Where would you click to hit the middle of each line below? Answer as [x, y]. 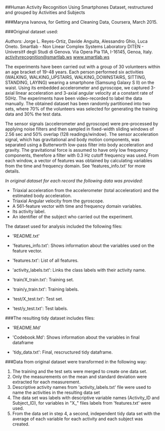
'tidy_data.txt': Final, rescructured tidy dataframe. [62, 352]
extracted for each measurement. [46, 382]
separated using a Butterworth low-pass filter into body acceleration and [79, 145]
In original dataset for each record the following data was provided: [74, 181]
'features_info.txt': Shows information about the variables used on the [83, 246]
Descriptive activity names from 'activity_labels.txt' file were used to [82, 387]
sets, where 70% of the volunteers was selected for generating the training [82, 109]
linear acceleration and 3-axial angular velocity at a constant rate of [84, 93]
